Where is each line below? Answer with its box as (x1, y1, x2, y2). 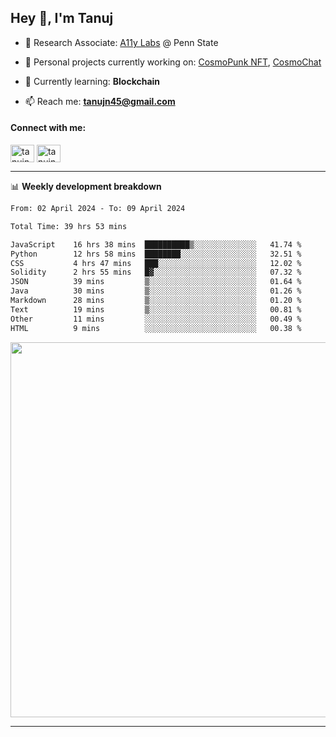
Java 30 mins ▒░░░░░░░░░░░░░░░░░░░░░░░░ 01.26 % (10, 286, 302, 296)
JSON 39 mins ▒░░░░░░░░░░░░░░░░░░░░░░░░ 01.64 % (10, 277, 302, 287)
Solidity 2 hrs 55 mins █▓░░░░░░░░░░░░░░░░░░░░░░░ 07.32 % (10, 267, 302, 278)
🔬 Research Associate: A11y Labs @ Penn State (24, 36, 219, 48)
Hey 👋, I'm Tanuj (10, 10, 114, 27)
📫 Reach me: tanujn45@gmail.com (24, 95, 176, 107)
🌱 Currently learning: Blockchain (24, 75, 161, 87)
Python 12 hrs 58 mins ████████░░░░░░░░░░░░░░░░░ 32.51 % (10, 249, 302, 259)
